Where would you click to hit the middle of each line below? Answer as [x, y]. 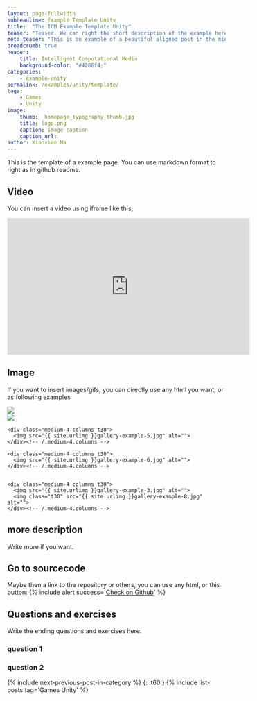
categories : [24, 71]
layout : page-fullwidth [42, 14]
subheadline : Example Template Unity [62, 20]
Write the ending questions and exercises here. [74, 631]
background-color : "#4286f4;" [63, 65]
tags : [15, 91]
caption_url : [38, 136]
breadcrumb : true [32, 46]
